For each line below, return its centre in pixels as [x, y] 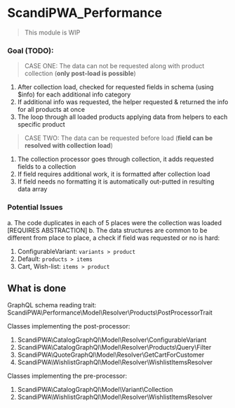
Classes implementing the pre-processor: [67, 376]
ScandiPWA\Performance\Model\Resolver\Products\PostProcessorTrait [110, 313]
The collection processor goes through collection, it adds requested [115, 159]
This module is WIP [52, 32]
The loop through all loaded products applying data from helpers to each [122, 117]
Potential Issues [35, 208]
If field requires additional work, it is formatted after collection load [114, 174]
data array [32, 189]
